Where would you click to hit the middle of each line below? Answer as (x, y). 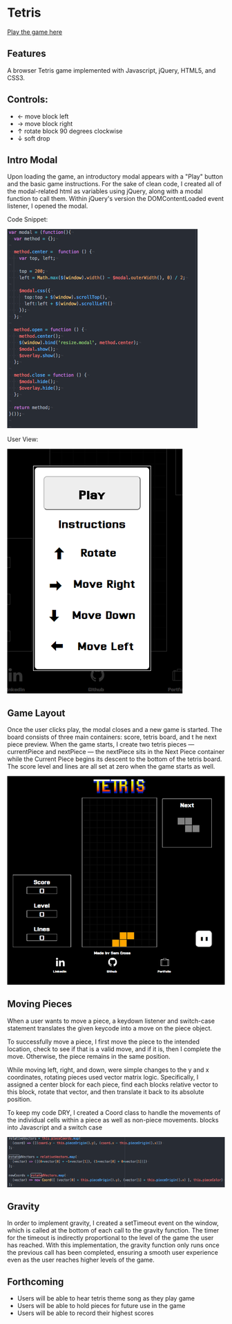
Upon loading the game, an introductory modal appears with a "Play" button (115, 177)
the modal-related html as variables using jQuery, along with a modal (105, 191)
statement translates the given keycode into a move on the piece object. (110, 1028)
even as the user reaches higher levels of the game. (81, 1260)
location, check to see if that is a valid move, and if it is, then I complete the (114, 1049)
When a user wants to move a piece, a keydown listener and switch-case (111, 1021)
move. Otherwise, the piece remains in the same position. (89, 1056)
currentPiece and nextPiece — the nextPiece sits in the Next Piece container (116, 752)
